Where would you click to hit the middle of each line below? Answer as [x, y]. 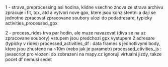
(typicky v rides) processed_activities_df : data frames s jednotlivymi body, [83, 43]
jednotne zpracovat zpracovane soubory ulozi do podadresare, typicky [79, 18]
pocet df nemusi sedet [28, 59]
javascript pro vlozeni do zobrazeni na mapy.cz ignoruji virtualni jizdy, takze [83, 54]
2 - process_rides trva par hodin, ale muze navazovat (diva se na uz [75, 33]
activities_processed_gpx [31, 23]
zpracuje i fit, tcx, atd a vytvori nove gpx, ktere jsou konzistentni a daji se [80, 12]
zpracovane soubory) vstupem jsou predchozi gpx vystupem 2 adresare [80, 38]
